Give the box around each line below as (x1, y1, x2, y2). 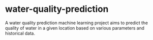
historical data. (5, 30, 35, 36)
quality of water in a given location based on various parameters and (5, 25, 145, 31)
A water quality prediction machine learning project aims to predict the (5, 20, 148, 26)
